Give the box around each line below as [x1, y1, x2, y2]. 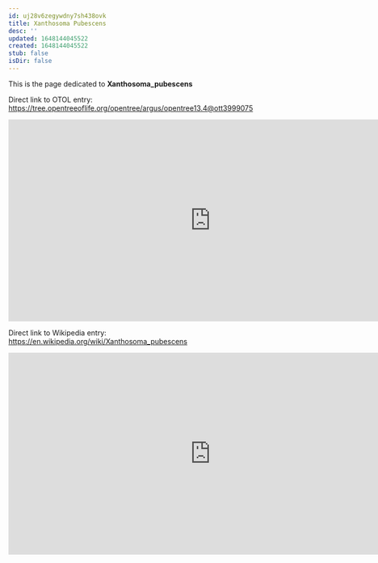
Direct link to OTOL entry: [8, 95, 93, 104]
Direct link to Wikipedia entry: [8, 328, 107, 338]
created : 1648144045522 [8, 42, 89, 50]
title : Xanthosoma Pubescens [8, 19, 107, 27]
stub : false [8, 49, 48, 57]
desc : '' [8, 27, 38, 35]
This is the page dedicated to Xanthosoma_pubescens [8, 78, 193, 89]
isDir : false [8, 57, 52, 65]
